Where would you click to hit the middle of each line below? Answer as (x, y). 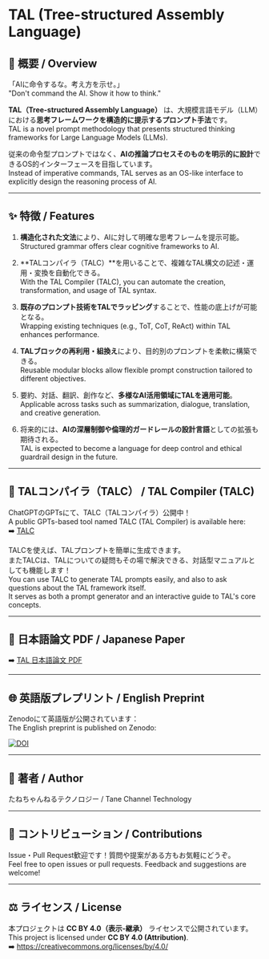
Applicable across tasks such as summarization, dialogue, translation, (135, 404)
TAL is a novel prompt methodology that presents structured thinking (122, 129)
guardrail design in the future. (69, 457)
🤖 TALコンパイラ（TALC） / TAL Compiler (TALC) (131, 492)
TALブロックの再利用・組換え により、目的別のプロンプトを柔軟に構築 (135, 351)
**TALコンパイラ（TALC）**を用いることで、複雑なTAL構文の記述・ (133, 262)
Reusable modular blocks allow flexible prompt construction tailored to (136, 370)
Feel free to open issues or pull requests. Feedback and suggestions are (127, 864)
